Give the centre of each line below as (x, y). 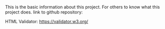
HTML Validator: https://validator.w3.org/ (47, 22)
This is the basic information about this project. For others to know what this (82, 7)
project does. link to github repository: (44, 12)
